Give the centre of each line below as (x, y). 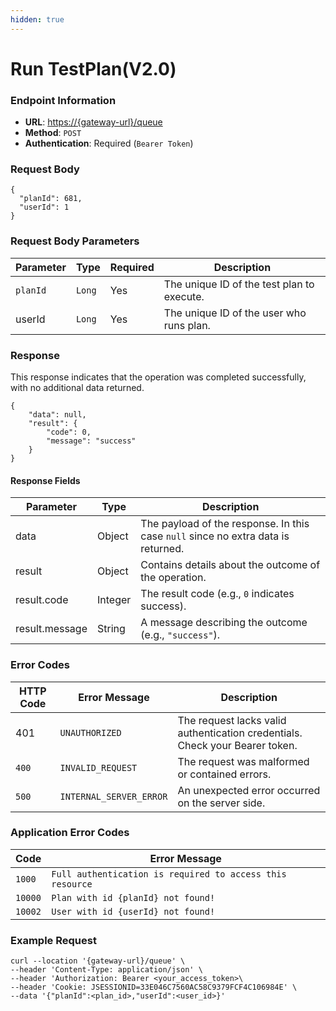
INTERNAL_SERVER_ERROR (113, 796)
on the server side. (221, 803)
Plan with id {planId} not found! (133, 897)
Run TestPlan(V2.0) (93, 68)
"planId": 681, (51, 199)
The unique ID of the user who (235, 313)
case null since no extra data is (215, 536)
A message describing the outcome (224, 623)
